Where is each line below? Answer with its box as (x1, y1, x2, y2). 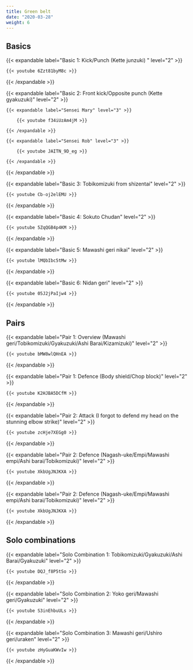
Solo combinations (6, 535, 76, 546)
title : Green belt (6, 8, 51, 15)
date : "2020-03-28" (6, 14, 54, 20)
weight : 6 (6, 19, 30, 25)
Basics (6, 41, 31, 51)
